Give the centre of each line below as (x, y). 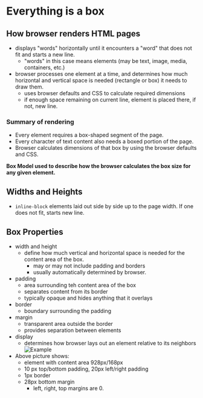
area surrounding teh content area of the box (80, 285)
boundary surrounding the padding (68, 311)
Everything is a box (55, 11)
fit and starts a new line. (45, 55)
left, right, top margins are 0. (69, 388)
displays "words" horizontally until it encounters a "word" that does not (103, 48)
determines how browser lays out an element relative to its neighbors (110, 343)
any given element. (31, 173)
